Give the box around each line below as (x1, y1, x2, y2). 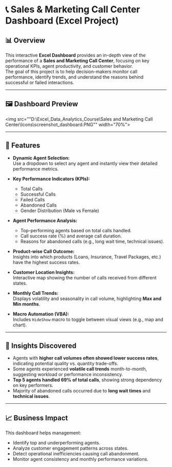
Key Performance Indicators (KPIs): (12, 176, 90, 182)
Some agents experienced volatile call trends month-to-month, (12, 366, 147, 372)
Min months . (12, 301, 40, 307)
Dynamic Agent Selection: (12, 155, 70, 161)
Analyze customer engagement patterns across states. (12, 445, 129, 452)
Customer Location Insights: (12, 269, 75, 275)
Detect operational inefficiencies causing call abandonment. (12, 451, 140, 457)
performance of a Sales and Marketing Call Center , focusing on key (5, 58, 149, 64)
